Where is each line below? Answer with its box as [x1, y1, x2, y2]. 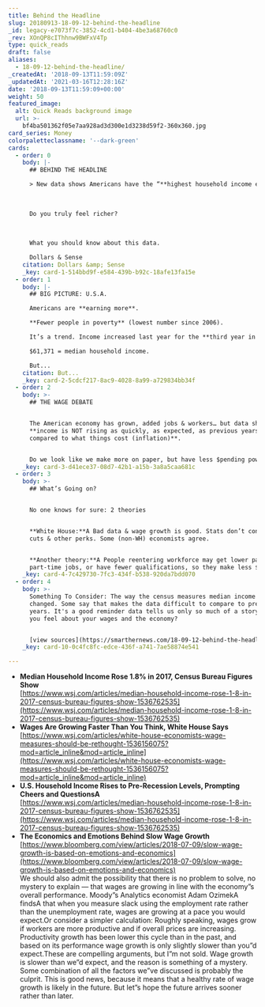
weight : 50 [8, 93, 44, 100]
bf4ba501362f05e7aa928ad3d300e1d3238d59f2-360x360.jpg [22, 122, 207, 130]
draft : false [8, 48, 51, 56]
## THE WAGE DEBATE [28, 399, 93, 407]
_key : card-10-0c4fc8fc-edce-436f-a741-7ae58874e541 [22, 643, 200, 651]
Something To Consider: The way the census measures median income [28, 592, 256, 600]
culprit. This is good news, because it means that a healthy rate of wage [19, 975, 255, 984]
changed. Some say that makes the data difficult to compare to [28, 600, 245, 608]
